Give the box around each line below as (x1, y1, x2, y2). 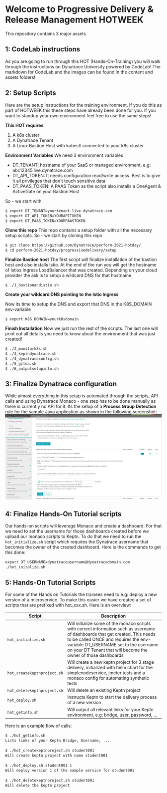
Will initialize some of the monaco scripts (67, 620, 151, 626)
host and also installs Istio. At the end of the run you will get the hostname (5, 262, 157, 267)
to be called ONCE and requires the (67, 636, 140, 642)
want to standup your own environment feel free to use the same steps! (5, 112, 152, 118)
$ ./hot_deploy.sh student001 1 (5, 763, 72, 768)
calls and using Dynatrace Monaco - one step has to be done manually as (5, 398, 156, 404)
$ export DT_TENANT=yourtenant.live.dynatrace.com (5, 208, 112, 213)
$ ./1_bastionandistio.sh (5, 282, 59, 287)
